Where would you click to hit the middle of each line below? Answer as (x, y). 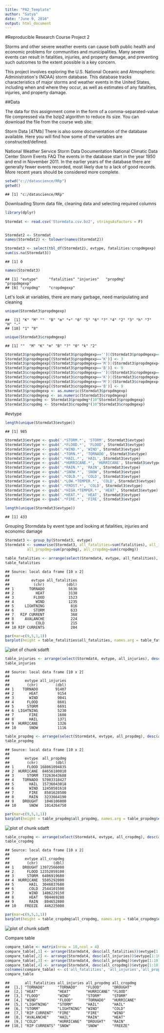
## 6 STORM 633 (41, 610)
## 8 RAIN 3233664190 (36, 797)
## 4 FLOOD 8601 (36, 702)
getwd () (13, 186)
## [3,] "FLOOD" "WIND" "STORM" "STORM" (66, 996)
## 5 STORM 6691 (36, 706)
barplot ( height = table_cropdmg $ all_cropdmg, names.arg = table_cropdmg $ (82, 919)
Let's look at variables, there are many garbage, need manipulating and (77, 297)
